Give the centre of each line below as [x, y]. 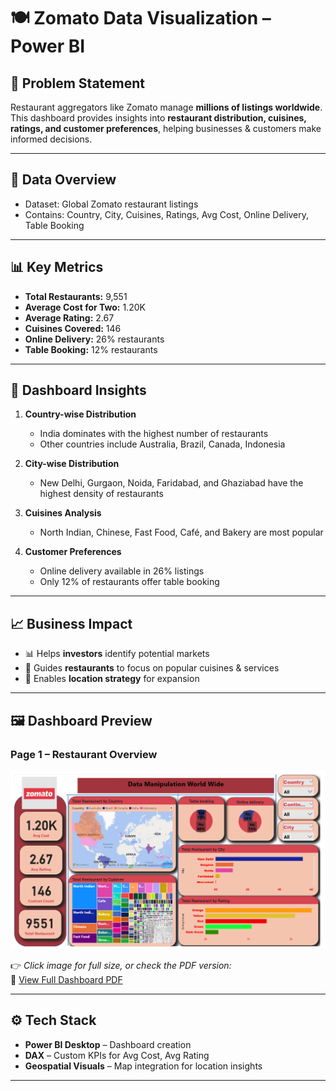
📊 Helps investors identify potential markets [117, 654]
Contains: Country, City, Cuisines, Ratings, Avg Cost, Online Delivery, [166, 214]
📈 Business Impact [71, 623]
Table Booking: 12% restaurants [91, 349]
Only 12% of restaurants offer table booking [129, 582]
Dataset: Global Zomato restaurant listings [111, 204]
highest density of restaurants [101, 494]
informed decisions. [51, 139]
